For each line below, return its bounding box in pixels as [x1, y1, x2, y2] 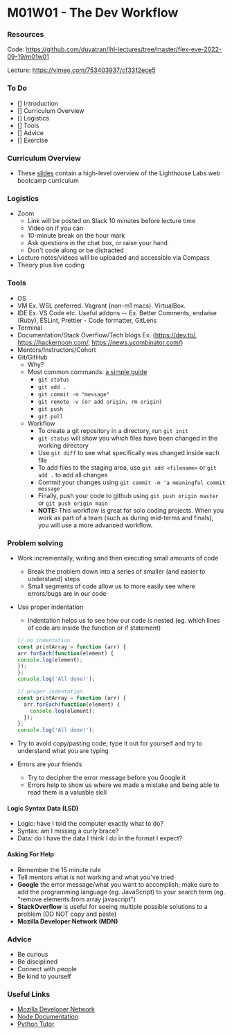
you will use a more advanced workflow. [37, 521, 153, 529]
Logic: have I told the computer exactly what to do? [17, 820, 164, 828]
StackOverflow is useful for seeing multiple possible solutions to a [17, 902, 208, 910]
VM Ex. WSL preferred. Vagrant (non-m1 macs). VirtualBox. [17, 301, 186, 310]
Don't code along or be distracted [27, 246, 125, 254]
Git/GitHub [17, 353, 48, 361]
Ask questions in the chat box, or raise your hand [27, 239, 168, 247]
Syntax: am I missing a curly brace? [17, 826, 119, 835]
